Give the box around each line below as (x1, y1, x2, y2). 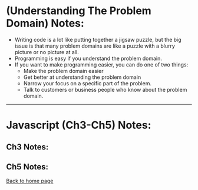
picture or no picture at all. (14, 48, 79, 55)
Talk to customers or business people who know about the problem (23, 86, 187, 93)
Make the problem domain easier (23, 67, 104, 74)
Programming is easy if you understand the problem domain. (14, 55, 162, 62)
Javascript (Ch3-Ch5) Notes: (6, 119, 151, 132)
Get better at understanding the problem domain (23, 74, 141, 81)
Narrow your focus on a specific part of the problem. (23, 79, 152, 86)
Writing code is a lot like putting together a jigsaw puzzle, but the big (14, 36, 181, 43)
